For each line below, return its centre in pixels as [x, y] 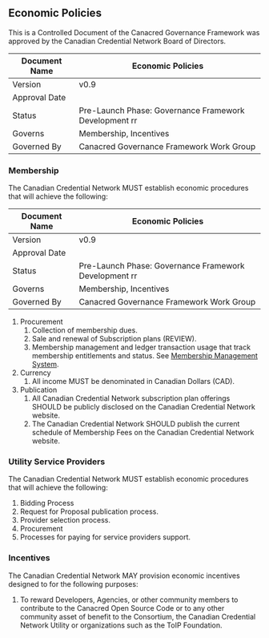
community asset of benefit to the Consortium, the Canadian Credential [138, 616]
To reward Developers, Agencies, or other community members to [129, 600]
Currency [35, 373]
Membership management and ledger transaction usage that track [141, 347]
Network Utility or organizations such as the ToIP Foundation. [121, 625]
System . [45, 365]
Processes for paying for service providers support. [105, 537]
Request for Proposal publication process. [89, 511]
